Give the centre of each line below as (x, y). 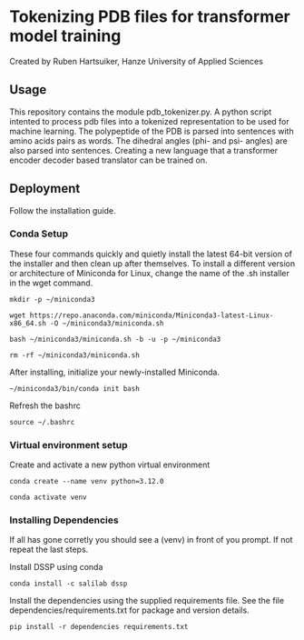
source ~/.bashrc (42, 422)
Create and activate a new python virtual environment (110, 465)
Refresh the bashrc (45, 405)
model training (65, 36)
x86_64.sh (28, 323)
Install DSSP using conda (56, 567)
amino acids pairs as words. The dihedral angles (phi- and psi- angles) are (148, 140)
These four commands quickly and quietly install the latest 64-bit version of (151, 254)
